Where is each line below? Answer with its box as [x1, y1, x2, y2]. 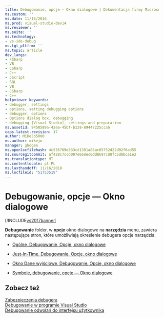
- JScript [5, 75, 25, 80]
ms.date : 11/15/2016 [5, 16, 47, 21]
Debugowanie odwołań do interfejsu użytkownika [5, 307, 104, 313]
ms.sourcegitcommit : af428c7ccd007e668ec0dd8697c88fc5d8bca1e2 [5, 152, 137, 157]
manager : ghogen [5, 143, 38, 148]
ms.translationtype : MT [5, 156, 54, 161]
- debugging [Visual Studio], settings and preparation [5, 120, 121, 125]
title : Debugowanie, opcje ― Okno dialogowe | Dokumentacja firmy [5, 7, 143, 12]
